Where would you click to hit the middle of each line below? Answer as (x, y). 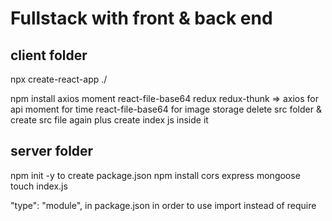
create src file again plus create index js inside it (109, 120)
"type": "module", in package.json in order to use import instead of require (163, 205)
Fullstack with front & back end (141, 18)
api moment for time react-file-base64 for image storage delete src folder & (166, 109)
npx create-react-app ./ (59, 79)
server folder (52, 151)
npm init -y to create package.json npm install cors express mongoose (155, 175)
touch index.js (39, 186)
